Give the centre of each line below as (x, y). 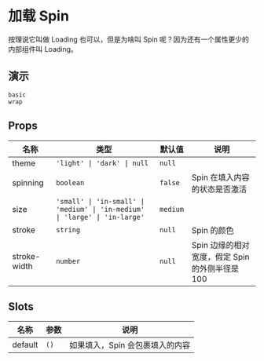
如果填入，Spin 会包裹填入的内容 (130, 345)
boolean (70, 182)
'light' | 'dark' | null (103, 163)
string (68, 230)
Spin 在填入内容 (220, 177)
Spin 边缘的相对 (220, 245)
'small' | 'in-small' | (101, 201)
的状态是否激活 (219, 189)
